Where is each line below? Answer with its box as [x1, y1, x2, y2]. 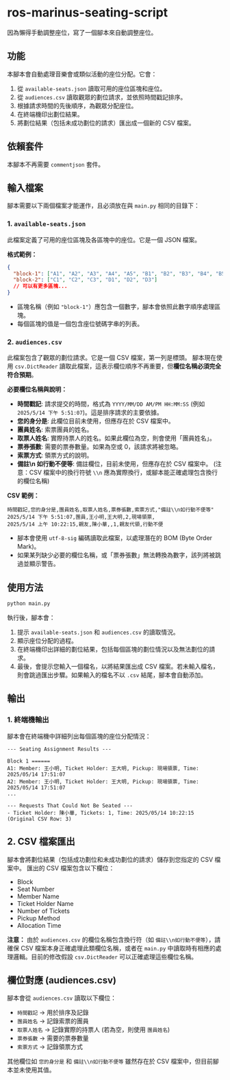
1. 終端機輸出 [7, 715, 49, 724]
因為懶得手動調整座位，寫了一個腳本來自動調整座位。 [7, 28, 157, 36]
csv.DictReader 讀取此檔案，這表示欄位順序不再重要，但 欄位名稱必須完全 [14, 362, 222, 371]
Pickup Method [16, 913, 60, 922]
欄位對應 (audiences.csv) [7, 974, 116, 986]
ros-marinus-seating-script [7, 5, 168, 21]
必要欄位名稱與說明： [7, 385, 67, 393]
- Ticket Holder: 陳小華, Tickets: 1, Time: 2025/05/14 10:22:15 [7, 809, 194, 816]
